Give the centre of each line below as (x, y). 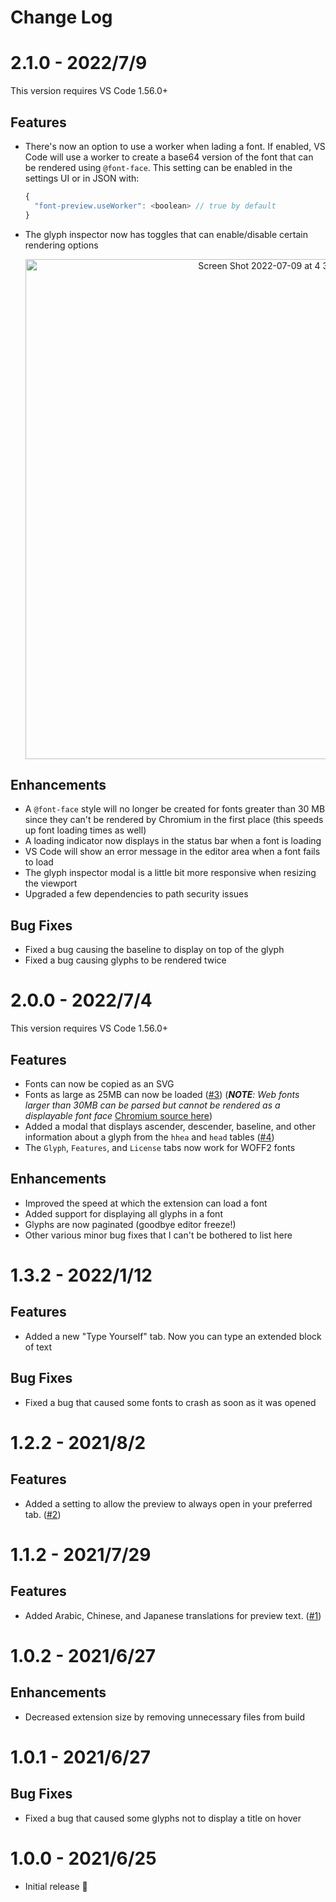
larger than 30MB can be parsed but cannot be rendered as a (152, 1105)
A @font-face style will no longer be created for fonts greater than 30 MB (175, 809)
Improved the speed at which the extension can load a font (146, 1203)
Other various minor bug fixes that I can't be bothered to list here (158, 1235)
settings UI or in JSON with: (82, 178)
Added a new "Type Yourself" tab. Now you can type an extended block (173, 1336)
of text (38, 1347)
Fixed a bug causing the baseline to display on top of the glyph (154, 950)
